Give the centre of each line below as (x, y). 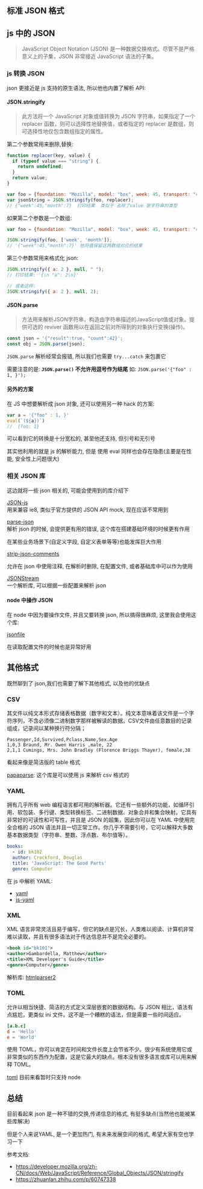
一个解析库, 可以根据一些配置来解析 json (57, 585)
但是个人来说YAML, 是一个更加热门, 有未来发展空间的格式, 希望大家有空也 (98, 1134)
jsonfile (16, 634)
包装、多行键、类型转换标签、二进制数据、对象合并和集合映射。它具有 (110, 812)
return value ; (30, 178)
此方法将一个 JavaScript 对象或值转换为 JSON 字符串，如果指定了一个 (108, 116)
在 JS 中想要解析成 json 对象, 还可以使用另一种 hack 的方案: (81, 403)
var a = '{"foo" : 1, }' (38, 415)
